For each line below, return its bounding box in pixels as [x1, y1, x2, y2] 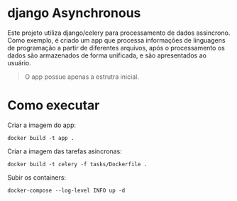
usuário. [7, 58, 32, 67]
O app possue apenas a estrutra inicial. [24, 72, 140, 81]
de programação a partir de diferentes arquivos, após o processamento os [7, 43, 225, 52]
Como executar [7, 97, 100, 114]
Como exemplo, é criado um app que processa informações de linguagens [7, 36, 226, 44]
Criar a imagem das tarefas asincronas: [7, 147, 122, 156]
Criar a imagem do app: [7, 121, 77, 129]
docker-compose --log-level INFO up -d [7, 187, 126, 194]
